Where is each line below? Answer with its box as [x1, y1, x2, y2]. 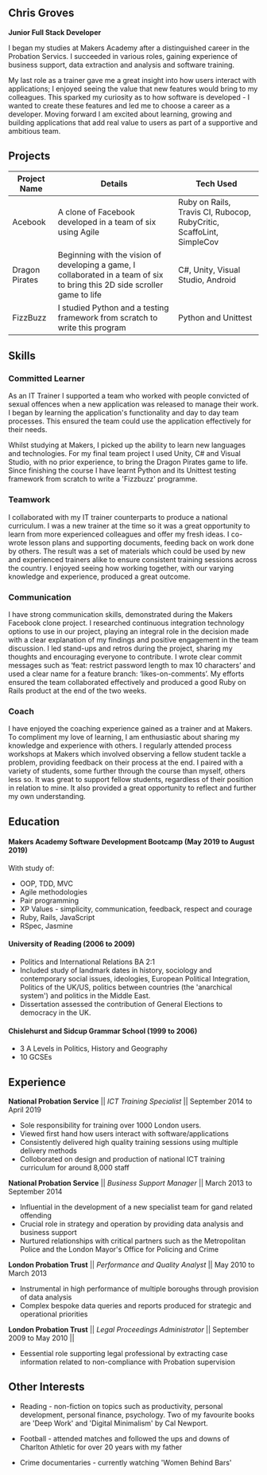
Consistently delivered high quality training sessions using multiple [19, 1138, 238, 1147]
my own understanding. [8, 792, 86, 801]
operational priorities [19, 1309, 88, 1319]
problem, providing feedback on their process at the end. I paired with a [8, 757, 244, 768]
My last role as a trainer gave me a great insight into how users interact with [8, 75, 257, 85]
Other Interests [8, 1380, 85, 1394]
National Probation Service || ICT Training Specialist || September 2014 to [8, 1096, 253, 1107]
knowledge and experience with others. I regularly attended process [8, 741, 232, 750]
